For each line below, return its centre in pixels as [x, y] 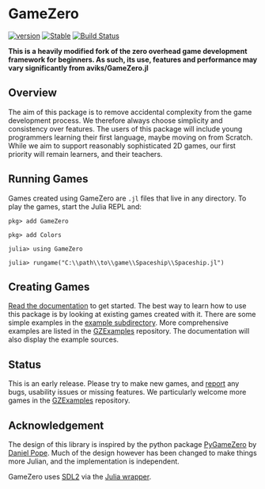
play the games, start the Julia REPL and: [75, 206]
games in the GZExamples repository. [69, 400]
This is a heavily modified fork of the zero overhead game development [128, 51]
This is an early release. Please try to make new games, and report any [124, 384]
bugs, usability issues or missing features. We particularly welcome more [127, 392]
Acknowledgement [56, 425]
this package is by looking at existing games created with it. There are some [132, 315]
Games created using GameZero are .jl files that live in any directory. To [127, 198]
